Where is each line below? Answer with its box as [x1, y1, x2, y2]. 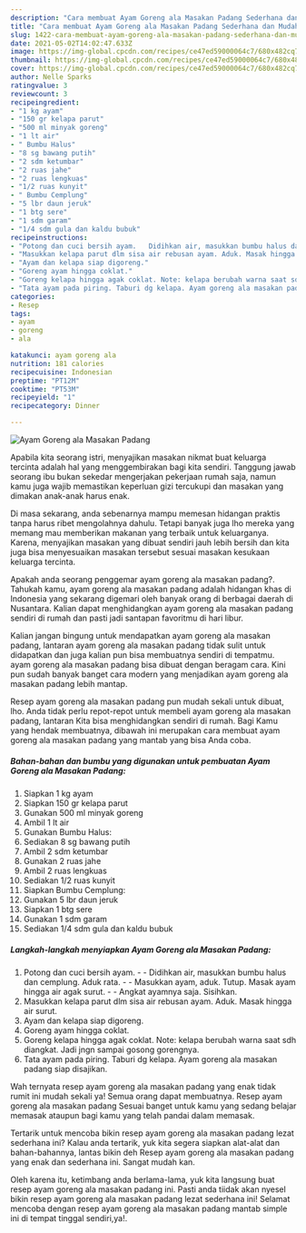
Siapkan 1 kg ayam [23, 788, 94, 799]
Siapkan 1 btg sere [23, 903, 94, 914]
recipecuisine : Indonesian [10, 367, 113, 377]
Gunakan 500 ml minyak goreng [23, 807, 143, 818]
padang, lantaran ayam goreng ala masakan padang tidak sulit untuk [10, 640, 266, 651]
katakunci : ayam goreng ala [10, 351, 117, 360]
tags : [10, 309, 31, 318]
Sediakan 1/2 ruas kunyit [23, 874, 116, 886]
